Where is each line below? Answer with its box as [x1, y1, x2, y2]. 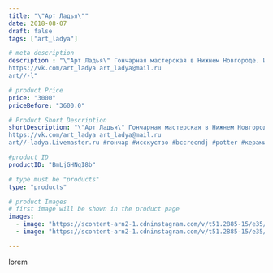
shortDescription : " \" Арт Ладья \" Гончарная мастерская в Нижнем [8, 123, 234, 132]
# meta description [8, 49, 75, 58]
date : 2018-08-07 [8, 19, 67, 28]
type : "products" [8, 183, 67, 191]
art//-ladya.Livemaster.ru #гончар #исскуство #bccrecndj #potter [8, 139, 238, 147]
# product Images [8, 198, 67, 206]
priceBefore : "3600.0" [8, 101, 85, 109]
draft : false [8, 27, 53, 35]
